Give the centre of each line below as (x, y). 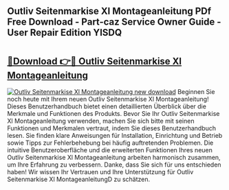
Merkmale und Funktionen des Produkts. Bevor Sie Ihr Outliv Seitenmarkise (113, 114)
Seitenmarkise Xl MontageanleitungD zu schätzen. (79, 179)
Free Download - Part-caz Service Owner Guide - (114, 22)
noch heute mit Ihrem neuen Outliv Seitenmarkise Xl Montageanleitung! (108, 99)
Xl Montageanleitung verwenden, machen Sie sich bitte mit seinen (101, 121)
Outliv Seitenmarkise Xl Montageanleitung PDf (109, 11)
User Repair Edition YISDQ (65, 33)
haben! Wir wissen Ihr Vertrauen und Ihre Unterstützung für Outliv (100, 172)
